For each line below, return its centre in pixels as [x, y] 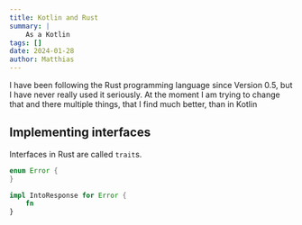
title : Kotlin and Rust [54, 18]
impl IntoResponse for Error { [68, 195]
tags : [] [26, 43]
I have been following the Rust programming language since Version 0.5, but [151, 85]
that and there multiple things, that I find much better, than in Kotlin [133, 104]
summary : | [30, 26]
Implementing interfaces [80, 133]
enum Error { [34, 171]
